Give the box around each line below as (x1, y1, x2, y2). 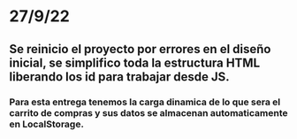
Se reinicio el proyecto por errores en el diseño (9, 42, 271, 57)
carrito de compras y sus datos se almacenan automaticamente (9, 106, 288, 119)
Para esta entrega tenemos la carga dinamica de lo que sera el (9, 96, 281, 108)
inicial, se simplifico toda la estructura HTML (9, 55, 261, 70)
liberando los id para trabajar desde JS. (9, 69, 230, 84)
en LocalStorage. (9, 118, 84, 130)
